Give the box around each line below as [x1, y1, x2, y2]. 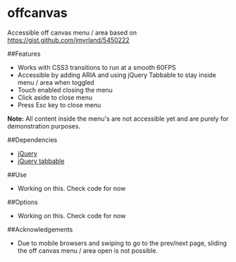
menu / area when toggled [17, 78, 94, 86]
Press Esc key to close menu [17, 100, 101, 109]
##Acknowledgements [7, 225, 73, 234]
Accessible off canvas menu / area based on [7, 28, 137, 37]
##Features [7, 49, 41, 58]
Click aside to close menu [17, 93, 93, 102]
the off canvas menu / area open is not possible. [17, 246, 159, 255]
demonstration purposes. [7, 121, 81, 130]
